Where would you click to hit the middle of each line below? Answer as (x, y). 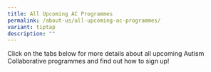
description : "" (31, 34)
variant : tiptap (31, 27)
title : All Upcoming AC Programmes (60, 14)
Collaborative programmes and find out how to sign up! (88, 61)
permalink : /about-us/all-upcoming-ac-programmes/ (84, 20)
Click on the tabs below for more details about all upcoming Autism (106, 54)
